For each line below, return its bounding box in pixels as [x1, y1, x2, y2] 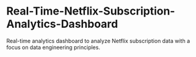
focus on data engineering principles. [6, 44, 101, 51]
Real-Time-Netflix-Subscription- [6, 4, 175, 18]
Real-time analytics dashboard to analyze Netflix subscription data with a [6, 37, 191, 44]
